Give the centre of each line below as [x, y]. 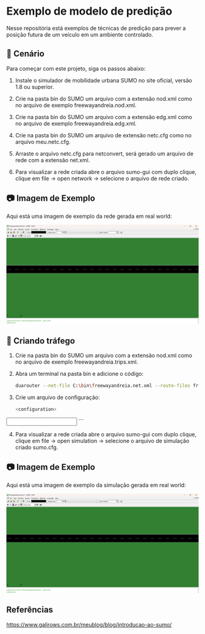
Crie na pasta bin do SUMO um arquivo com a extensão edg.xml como [103, 117]
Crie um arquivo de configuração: [57, 397]
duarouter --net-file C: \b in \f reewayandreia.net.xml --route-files [103, 386]
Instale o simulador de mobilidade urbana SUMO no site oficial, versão [103, 80]
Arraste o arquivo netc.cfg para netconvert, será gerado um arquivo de [104, 153]
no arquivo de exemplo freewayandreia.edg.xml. [76, 123]
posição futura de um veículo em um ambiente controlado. [80, 34]
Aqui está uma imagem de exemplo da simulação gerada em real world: [96, 485]
